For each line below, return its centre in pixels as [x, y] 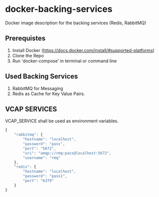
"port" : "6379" [39, 181]
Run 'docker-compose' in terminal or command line [64, 61]
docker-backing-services [59, 9]
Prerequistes [25, 38]
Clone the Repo [28, 55]
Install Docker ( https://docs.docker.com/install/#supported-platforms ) [83, 50]
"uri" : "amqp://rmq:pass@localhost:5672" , [67, 153]
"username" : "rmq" [42, 158]
